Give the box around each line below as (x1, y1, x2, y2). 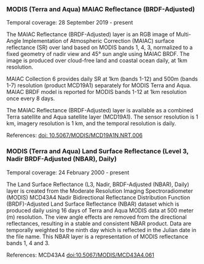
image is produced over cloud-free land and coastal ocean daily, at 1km (6, 57, 187, 64)
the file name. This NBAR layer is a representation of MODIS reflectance (6, 233, 189, 240)
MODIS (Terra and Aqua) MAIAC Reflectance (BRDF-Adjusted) (6, 5, 195, 14)
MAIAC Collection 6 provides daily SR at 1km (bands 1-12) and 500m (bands (6, 76, 198, 83)
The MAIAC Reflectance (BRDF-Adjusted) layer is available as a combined (6, 107, 194, 114)
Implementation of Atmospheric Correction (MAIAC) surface (22, 37, 175, 45)
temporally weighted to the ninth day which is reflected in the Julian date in (6, 226, 197, 233)
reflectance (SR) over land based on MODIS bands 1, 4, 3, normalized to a (6, 44, 193, 51)
